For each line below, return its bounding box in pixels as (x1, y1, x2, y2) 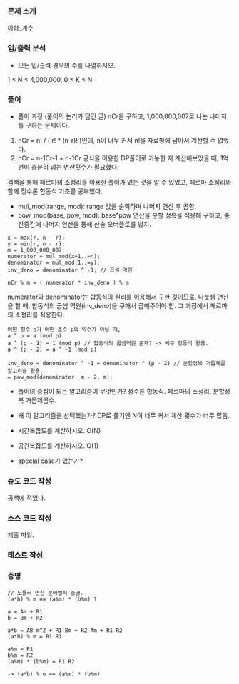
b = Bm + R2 (7, 614, 43, 621)
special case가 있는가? (17, 456, 83, 465)
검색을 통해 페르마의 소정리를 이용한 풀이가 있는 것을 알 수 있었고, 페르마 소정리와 (7, 178, 232, 186)
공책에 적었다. (7, 494, 46, 502)
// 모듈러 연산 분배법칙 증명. (7, 589, 84, 596)
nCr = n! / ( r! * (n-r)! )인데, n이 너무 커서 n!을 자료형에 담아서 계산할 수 (17, 136, 216, 144)
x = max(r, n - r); (7, 234, 66, 241)
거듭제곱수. (25, 396, 57, 404)
